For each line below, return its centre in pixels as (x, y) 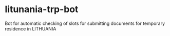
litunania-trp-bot (42, 9)
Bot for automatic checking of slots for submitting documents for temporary (85, 23)
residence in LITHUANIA (31, 28)
